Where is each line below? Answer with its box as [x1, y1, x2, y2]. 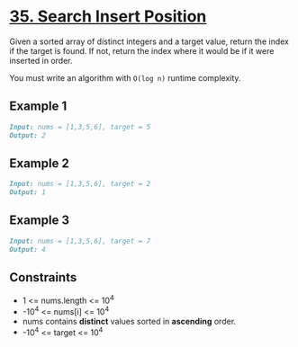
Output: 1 [9, 188, 47, 197]
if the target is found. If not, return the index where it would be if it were [9, 45, 275, 56]
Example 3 [9, 213, 70, 228]
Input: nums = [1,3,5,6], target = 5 [9, 122, 151, 131]
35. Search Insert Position [9, 6, 207, 27]
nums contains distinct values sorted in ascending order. [22, 316, 237, 326]
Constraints [9, 270, 77, 285]
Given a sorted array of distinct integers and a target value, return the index [9, 36, 290, 47]
